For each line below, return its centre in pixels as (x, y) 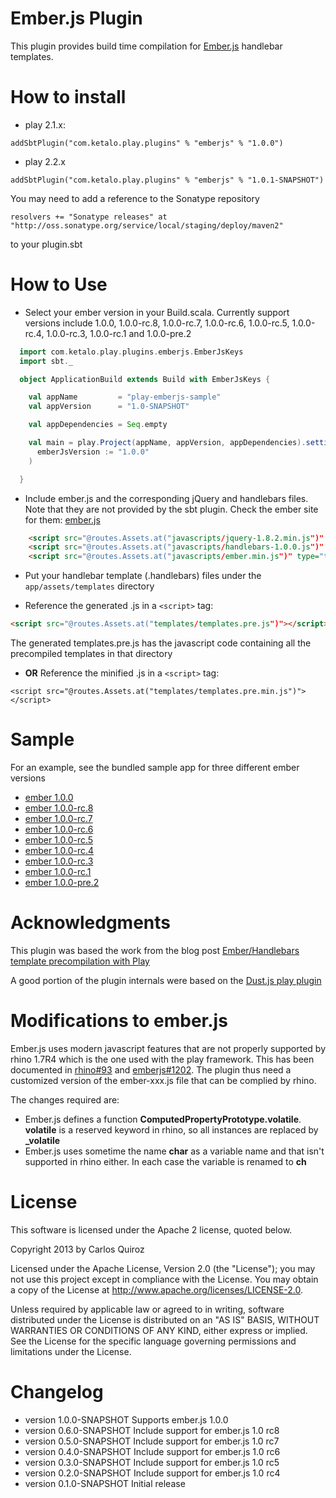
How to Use (59, 284)
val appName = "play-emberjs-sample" (125, 397)
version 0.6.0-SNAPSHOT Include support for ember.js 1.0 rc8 (152, 1430)
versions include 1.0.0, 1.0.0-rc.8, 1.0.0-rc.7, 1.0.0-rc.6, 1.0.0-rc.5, (157, 323)
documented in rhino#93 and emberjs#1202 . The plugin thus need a (151, 1069)
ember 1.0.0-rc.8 (59, 808)
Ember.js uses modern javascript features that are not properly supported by (168, 1048)
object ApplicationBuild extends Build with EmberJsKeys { (145, 379)
